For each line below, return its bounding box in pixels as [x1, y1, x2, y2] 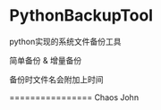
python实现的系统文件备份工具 [9, 36, 122, 47]
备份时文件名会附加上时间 [9, 73, 104, 85]
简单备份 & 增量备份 [9, 55, 82, 65]
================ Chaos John [9, 91, 140, 103]
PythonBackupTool [9, 5, 154, 26]
